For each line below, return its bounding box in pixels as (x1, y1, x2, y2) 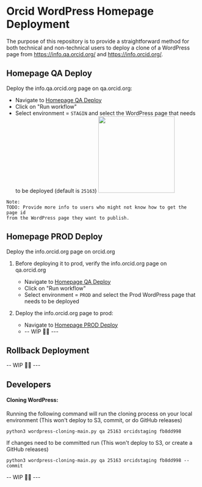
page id (6, 209, 26, 215)
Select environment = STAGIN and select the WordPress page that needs (15, 109, 196, 117)
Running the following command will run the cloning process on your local (6, 410, 192, 417)
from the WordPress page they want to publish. (6, 215, 130, 221)
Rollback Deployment (6, 345, 90, 355)
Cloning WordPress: (6, 396, 59, 404)
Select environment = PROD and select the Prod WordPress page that (24, 291, 196, 298)
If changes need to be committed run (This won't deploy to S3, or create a (6, 439, 193, 446)
